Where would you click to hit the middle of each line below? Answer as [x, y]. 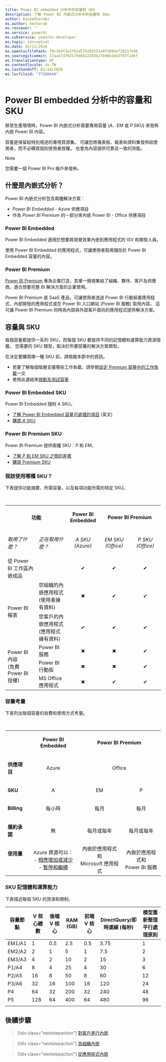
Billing [15, 809]
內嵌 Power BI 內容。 [26, 131]
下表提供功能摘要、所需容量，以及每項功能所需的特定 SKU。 [66, 488]
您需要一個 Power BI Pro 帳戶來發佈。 [43, 168]
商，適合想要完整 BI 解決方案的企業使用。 [47, 287]
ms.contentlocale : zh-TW [31, 65]
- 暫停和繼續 [53, 867]
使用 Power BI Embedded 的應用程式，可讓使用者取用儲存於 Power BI [76, 250]
